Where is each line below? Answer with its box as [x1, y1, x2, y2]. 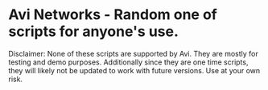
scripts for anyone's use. [8, 22, 179, 41]
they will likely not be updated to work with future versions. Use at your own [8, 65, 261, 75]
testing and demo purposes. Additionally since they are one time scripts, [8, 57, 249, 67]
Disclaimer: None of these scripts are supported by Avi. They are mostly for [8, 49, 259, 58]
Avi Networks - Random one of [8, 6, 217, 24]
